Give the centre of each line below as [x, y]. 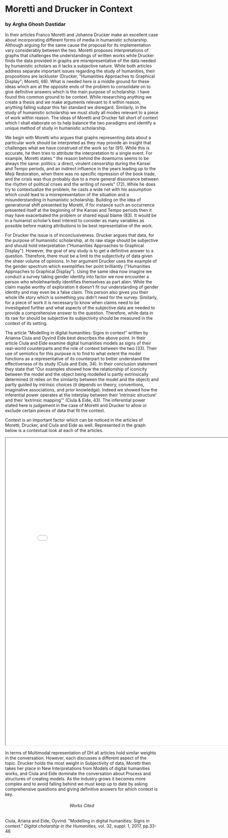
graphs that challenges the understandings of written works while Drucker [80, 56]
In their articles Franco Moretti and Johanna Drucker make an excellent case [82, 35]
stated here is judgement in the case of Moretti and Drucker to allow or [76, 406]
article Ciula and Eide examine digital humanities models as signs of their [78, 343]
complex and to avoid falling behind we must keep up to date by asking [76, 784]
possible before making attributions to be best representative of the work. [79, 226]
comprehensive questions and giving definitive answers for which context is [81, 789]
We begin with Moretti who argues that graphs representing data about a [78, 138]
